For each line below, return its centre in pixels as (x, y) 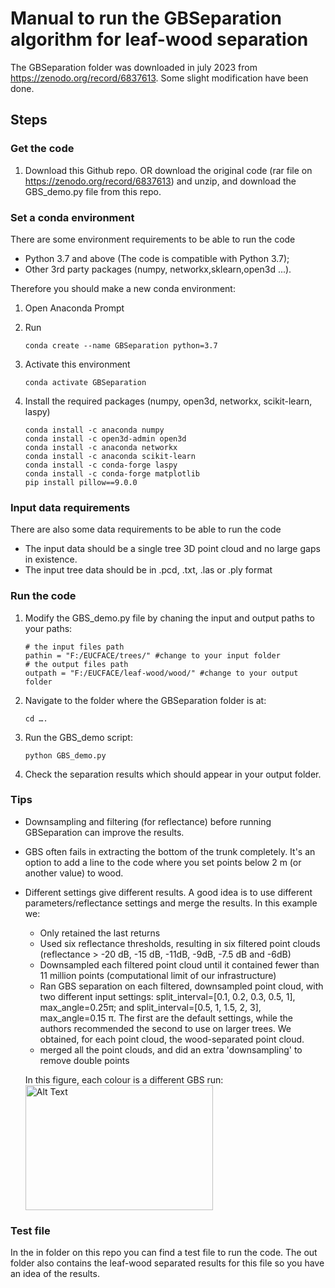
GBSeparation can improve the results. (104, 832)
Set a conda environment (72, 217)
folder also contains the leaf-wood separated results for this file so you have (167, 1263)
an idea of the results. (55, 1274)
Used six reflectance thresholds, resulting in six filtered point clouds (180, 943)
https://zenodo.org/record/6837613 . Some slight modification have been (159, 78)
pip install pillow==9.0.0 (81, 482)
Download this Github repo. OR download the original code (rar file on (168, 170)
